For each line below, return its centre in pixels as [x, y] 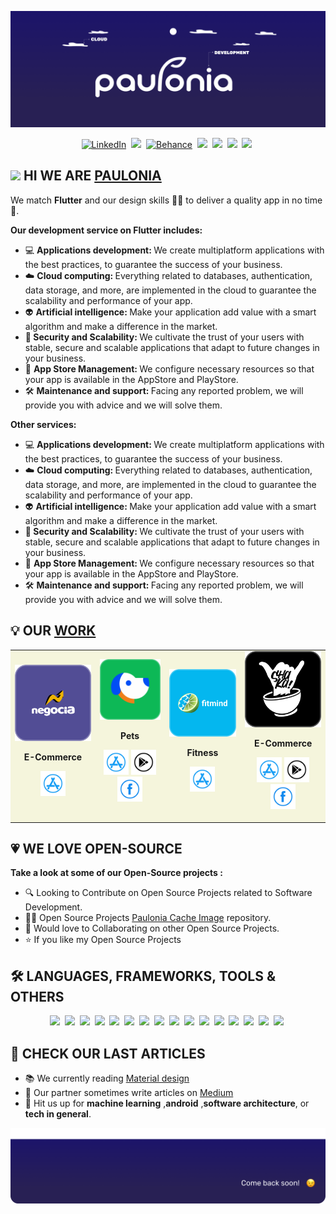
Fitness [202, 752]
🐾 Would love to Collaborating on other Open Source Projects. [152, 928]
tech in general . [58, 1114]
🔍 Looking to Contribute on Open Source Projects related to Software [168, 893]
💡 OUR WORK [53, 631]
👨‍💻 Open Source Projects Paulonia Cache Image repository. [148, 918]
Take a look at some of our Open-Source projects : [116, 873]
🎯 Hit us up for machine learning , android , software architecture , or [167, 1103]
